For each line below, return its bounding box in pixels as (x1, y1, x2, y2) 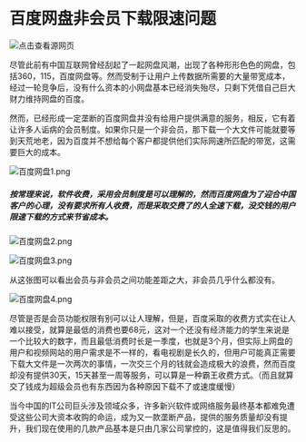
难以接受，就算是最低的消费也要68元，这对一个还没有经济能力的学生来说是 (9, 324, 291, 335)
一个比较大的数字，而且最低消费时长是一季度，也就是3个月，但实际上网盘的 (9, 335, 293, 346)
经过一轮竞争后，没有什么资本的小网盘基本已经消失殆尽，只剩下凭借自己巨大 (9, 82, 296, 93)
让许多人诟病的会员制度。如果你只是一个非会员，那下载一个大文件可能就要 (9, 123, 288, 134)
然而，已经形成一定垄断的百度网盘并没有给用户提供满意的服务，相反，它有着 (9, 113, 296, 123)
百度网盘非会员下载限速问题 (9, 8, 217, 29)
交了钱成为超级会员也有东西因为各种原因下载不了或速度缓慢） (9, 380, 241, 391)
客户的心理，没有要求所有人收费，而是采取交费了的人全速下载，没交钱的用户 (9, 200, 296, 211)
